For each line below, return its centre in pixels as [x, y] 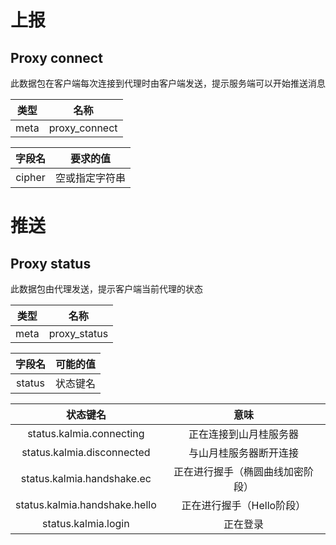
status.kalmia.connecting [86, 433]
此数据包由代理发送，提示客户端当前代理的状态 [106, 289]
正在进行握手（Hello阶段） [244, 505]
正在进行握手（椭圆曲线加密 [238, 471]
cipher [30, 177]
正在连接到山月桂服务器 [243, 434]
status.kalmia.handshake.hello [86, 504]
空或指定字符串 [91, 178]
